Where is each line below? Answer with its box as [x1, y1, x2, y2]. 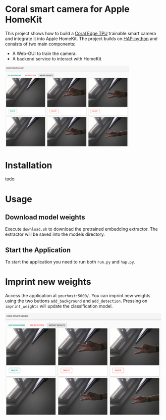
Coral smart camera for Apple [5, 3, 130, 15]
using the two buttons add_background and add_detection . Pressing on [5, 298, 148, 304]
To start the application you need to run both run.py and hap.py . [5, 259, 135, 265]
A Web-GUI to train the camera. [12, 51, 77, 56]
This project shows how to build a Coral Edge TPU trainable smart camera [5, 30, 156, 36]
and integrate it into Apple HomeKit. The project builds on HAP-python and [5, 36, 158, 42]
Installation [5, 159, 53, 171]
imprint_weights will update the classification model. [5, 303, 113, 309]
